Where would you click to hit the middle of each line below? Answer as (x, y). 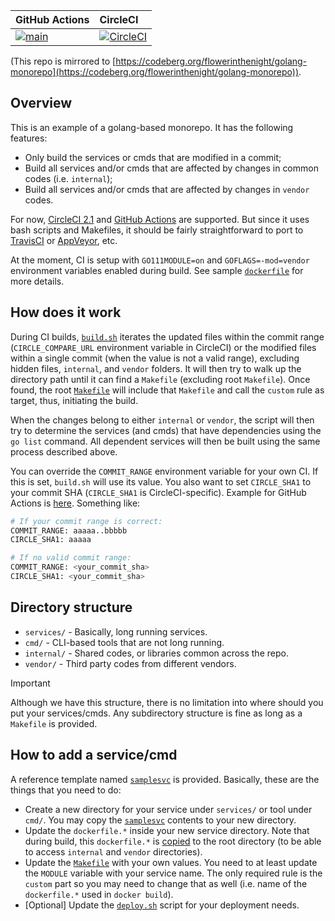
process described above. (64, 451)
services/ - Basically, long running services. (116, 631)
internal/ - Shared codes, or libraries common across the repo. (156, 653)
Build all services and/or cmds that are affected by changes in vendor (167, 189)
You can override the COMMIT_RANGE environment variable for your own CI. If (164, 471)
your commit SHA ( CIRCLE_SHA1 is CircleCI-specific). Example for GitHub (158, 492)
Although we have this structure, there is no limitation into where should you (167, 702)
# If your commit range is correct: (86, 521)
